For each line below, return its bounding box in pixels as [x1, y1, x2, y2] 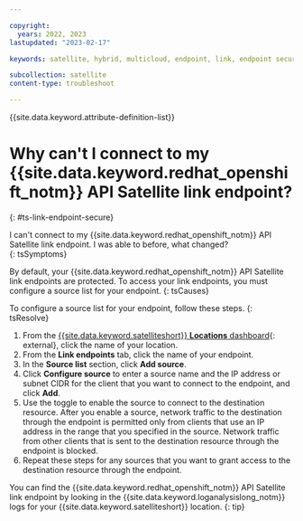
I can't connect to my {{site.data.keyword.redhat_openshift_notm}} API [9, 229, 272, 240]
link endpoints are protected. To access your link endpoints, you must [9, 275, 269, 286]
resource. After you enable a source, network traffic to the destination [22, 406, 282, 417]
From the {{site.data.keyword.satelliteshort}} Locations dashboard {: [22, 329, 276, 340]
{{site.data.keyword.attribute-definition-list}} [9, 112, 176, 122]
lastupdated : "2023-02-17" [9, 38, 111, 47]
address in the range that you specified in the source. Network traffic [22, 426, 280, 437]
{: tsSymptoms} [9, 248, 68, 259]
